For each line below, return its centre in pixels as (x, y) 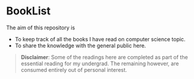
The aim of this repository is (41, 28)
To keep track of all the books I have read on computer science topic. (100, 39)
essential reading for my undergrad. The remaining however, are (100, 63)
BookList (28, 11)
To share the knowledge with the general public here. (80, 45)
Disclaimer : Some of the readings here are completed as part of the (104, 57)
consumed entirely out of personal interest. (74, 69)
